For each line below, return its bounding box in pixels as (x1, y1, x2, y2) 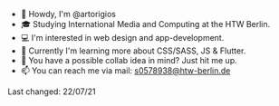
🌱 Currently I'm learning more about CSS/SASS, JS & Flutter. (20, 45, 246, 56)
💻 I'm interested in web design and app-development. (20, 33, 225, 43)
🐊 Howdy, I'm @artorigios (20, 9, 116, 19)
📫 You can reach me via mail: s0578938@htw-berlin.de (20, 65, 231, 76)
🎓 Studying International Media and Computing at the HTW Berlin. (20, 19, 271, 29)
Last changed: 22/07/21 (7, 86, 96, 97)
